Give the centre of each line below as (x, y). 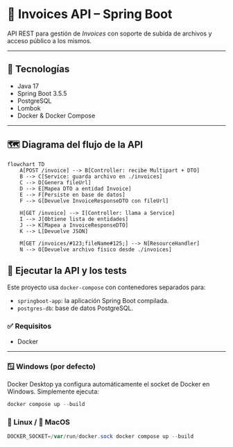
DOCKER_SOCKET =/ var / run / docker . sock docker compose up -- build (101, 437)
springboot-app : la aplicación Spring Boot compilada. (93, 301)
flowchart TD (26, 164)
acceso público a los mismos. (50, 40)
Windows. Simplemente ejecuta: (53, 391)
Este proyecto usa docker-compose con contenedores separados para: (106, 287)
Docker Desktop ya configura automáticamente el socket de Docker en (109, 384)
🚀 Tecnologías (38, 69)
